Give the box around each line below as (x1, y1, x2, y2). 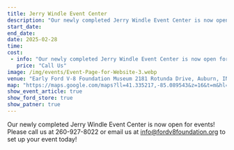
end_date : (7, 29, 36, 37)
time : (7, 43, 23, 50)
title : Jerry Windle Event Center (7, 10, 108, 17)
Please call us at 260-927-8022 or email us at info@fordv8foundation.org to (7, 127, 226, 136)
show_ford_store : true (7, 95, 73, 102)
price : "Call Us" (16, 62, 68, 69)
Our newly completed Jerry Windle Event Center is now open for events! (7, 120, 215, 128)
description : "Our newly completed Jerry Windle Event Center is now (7, 17, 214, 24)
